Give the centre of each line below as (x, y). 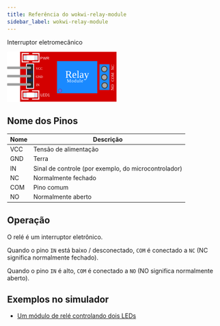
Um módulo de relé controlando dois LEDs (77, 316)
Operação (29, 220)
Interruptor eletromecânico (45, 42)
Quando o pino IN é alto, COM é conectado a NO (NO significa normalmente (110, 271)
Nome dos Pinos (43, 121)
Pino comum (51, 188)
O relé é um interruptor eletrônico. (55, 237)
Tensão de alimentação (66, 149)
